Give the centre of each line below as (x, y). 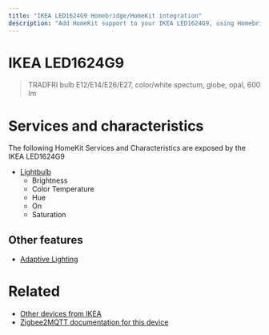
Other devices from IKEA (60, 314)
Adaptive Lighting (49, 259)
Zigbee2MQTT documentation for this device (94, 322)
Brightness (50, 180)
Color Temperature (63, 189)
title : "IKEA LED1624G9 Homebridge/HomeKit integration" (105, 16)
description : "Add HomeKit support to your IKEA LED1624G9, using (121, 23)
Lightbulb (36, 172)
